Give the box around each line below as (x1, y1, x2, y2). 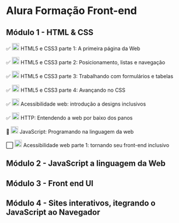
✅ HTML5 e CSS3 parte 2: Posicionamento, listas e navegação (6, 59, 166, 65)
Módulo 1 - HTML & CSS (6, 27, 94, 37)
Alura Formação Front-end (6, 4, 137, 18)
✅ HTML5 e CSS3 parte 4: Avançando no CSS (6, 86, 126, 93)
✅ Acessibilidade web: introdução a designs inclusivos (6, 100, 146, 107)
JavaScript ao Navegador (6, 207, 100, 217)
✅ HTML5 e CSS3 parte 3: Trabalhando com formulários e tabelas (6, 73, 174, 79)
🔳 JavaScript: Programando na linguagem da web (6, 128, 134, 135)
